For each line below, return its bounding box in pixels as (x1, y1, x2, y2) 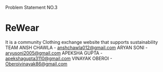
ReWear (5, 22, 39, 34)
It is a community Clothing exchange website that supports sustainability (5, 39, 158, 45)
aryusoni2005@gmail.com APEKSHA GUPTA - (5, 50, 103, 56)
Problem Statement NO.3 (5, 5, 58, 10)
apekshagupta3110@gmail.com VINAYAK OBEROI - (5, 55, 112, 61)
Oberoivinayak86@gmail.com (5, 61, 67, 67)
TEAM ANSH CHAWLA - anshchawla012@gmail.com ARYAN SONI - (5, 44, 148, 51)
